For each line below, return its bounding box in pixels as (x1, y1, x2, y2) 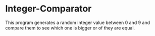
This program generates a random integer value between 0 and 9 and (5, 19, 150, 25)
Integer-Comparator (5, 3, 92, 14)
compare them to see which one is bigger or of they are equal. (5, 24, 135, 30)
